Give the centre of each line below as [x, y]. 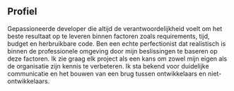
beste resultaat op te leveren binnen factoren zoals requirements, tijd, [109, 36]
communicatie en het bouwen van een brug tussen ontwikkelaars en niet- [115, 73]
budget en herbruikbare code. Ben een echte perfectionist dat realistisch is [117, 43]
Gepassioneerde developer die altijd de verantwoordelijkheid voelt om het [115, 28]
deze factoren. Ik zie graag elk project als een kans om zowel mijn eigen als [117, 59]
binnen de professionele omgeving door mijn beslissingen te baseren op [112, 51]
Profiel [22, 12]
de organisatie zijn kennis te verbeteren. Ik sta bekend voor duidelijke [109, 66]
